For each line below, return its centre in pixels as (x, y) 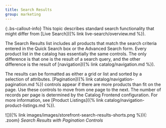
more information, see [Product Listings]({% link (54, 100)
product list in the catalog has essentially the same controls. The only (76, 54)
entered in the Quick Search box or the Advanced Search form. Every (76, 48)
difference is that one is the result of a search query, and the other (73, 59)
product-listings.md (25, 105)
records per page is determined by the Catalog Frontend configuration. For (82, 95)
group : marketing (23, 14)
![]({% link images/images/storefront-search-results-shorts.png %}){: (76, 115)
